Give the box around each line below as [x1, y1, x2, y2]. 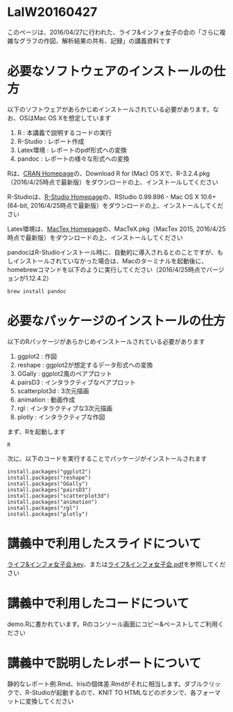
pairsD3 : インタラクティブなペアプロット [17, 378, 137, 386]
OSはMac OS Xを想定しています [19, 114, 111, 122]
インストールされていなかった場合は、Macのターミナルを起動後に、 [12, 257, 208, 265]
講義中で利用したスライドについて [7, 536, 202, 551]
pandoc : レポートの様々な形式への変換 [17, 154, 130, 163]
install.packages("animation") [7, 498, 98, 505]
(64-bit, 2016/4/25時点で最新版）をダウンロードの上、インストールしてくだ [7, 201, 224, 209]
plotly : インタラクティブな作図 [17, 413, 105, 421]
